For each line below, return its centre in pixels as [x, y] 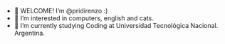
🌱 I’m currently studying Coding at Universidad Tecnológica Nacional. [116, 25]
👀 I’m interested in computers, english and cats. [84, 18]
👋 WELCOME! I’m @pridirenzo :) [61, 11]
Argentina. [29, 33]
